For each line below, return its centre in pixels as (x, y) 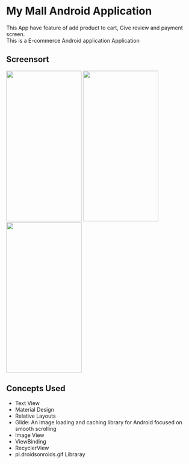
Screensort (28, 59)
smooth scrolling (36, 428)
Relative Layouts (35, 416)
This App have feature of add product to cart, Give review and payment (95, 28)
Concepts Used (36, 388)
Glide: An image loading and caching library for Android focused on (98, 422)
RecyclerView (32, 448)
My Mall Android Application (79, 11)
